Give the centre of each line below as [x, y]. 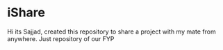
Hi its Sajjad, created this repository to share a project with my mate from [112, 32]
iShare [26, 13]
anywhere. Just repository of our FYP [61, 38]
